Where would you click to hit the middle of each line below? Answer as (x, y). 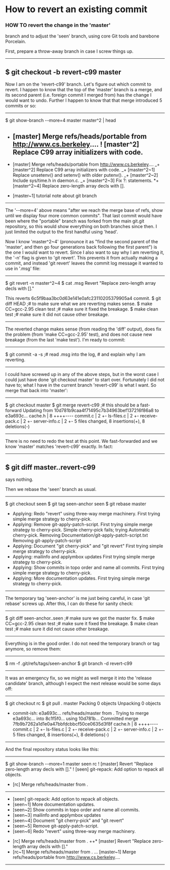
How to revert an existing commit (76, 9)
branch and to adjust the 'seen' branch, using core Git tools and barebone (82, 36)
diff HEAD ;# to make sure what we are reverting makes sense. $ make (79, 304)
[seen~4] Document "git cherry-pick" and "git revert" (68, 820)
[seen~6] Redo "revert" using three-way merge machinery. (74, 831)
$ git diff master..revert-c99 (51, 467)
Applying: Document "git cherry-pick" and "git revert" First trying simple (88, 546)
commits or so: (21, 106)
